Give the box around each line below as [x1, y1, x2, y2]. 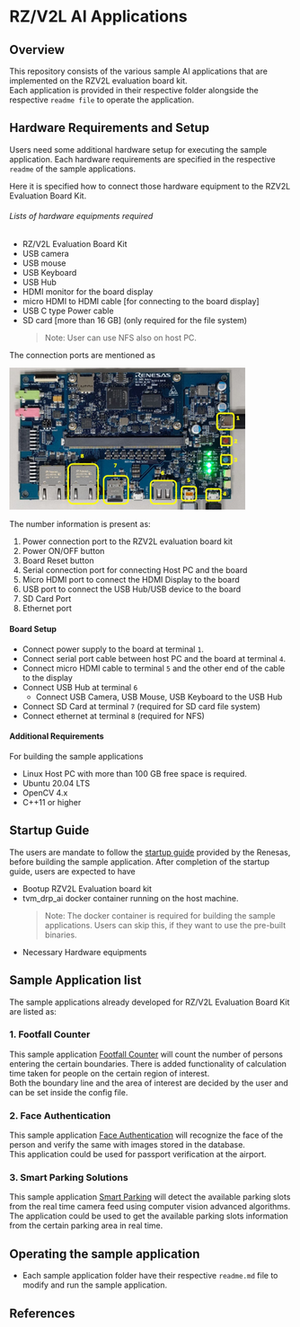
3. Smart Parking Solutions [9, 1172, 128, 1184]
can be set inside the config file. [9, 1086, 128, 1097]
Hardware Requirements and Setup [9, 120, 210, 136]
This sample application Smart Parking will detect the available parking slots [9, 1191, 291, 1202]
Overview [9, 42, 66, 57]
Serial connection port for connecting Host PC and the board [22, 565, 248, 576]
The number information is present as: [9, 519, 151, 530]
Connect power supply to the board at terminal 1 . [22, 644, 205, 655]
